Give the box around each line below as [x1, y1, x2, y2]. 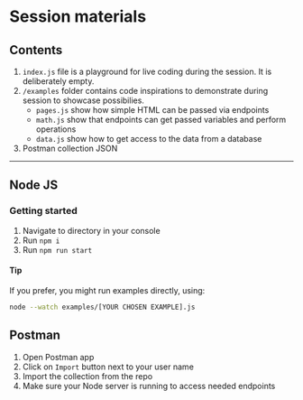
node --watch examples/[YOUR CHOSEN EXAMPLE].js [9, 302, 196, 312]
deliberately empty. [22, 76, 95, 87]
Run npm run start [22, 244, 93, 255]
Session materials [9, 6, 147, 27]
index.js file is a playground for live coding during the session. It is [22, 66, 272, 77]
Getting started [9, 205, 78, 218]
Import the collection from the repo [22, 370, 153, 381]
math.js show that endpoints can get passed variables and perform [35, 115, 287, 125]
